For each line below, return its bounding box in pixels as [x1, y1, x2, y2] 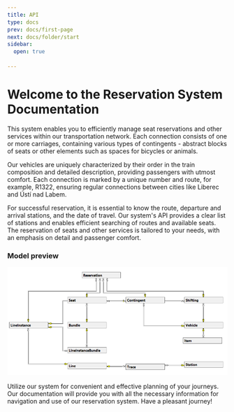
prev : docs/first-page [7, 26, 73, 33]
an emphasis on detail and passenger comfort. [7, 233, 142, 241]
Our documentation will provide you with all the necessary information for [7, 390, 219, 398]
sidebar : [7, 41, 33, 48]
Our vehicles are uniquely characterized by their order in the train [7, 160, 196, 169]
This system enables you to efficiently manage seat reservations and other [7, 125, 222, 133]
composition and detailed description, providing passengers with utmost [7, 168, 216, 176]
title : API [7, 11, 39, 18]
